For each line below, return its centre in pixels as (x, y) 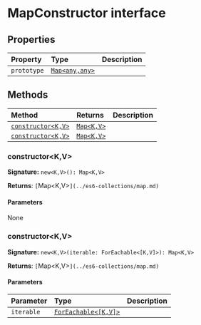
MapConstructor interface (87, 13)
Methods (28, 95)
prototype (27, 70)
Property (26, 60)
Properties (31, 40)
